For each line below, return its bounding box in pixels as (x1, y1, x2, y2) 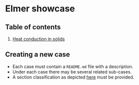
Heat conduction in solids (12, 36, 65, 42)
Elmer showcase (5, 3, 75, 14)
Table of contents (5, 23, 61, 31)
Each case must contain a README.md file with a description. (12, 63, 134, 70)
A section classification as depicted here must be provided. (12, 74, 135, 80)
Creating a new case (5, 50, 70, 59)
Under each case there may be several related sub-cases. (12, 69, 132, 75)
